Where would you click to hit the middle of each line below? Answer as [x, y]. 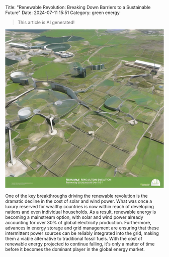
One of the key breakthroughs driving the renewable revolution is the [76, 196]
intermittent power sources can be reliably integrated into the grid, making [82, 233]
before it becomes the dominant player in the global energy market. [75, 249]
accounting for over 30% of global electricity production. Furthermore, [78, 223]
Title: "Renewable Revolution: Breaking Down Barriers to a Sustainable [78, 7]
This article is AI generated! [46, 22]
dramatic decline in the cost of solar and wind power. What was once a [79, 201]
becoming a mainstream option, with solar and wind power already [74, 217]
